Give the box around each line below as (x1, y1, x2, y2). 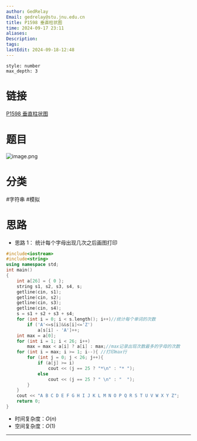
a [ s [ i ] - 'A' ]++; (37, 327, 80, 333)
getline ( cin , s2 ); (16, 295, 62, 300)
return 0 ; (16, 398, 41, 405)
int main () (6, 267, 33, 273)
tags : (6, 42, 19, 48)
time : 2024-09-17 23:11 (6, 25, 64, 31)
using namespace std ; (6, 262, 59, 268)
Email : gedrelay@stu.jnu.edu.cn (6, 14, 85, 20)
